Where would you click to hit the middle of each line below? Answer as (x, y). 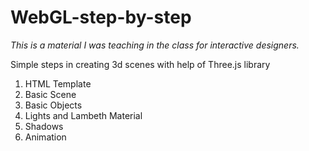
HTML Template (58, 83)
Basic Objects (53, 105)
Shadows (44, 126)
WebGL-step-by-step (101, 17)
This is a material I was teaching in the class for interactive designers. (155, 45)
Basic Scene (50, 94)
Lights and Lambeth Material (83, 115)
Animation (45, 137)
